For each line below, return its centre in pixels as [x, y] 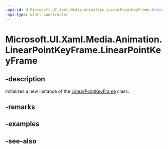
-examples [22, 124]
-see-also [21, 141]
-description [25, 79]
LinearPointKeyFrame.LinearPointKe [83, 50]
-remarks [20, 107]
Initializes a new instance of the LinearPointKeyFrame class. [67, 91]
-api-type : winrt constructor [37, 15]
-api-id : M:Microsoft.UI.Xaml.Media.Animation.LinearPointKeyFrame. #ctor [84, 10]
